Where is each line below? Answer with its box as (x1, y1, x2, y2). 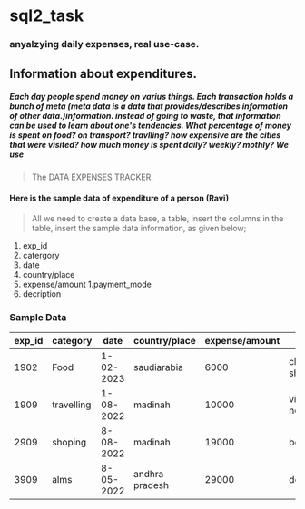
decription (22, 288, 62, 299)
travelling (51, 398, 92, 411)
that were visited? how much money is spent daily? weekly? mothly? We (9, 140, 289, 151)
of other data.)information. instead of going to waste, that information (9, 111, 281, 122)
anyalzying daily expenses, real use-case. (9, 38, 200, 51)
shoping (51, 436, 87, 448)
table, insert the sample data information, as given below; (31, 222, 247, 233)
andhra (133, 467, 164, 480)
